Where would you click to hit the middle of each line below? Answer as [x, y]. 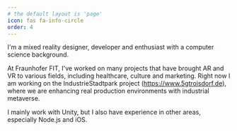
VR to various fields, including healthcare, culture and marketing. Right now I [119, 76]
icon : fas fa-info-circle [45, 21]
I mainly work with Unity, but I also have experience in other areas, [104, 112]
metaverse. [24, 98]
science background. [38, 55]
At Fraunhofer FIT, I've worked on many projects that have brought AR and [116, 69]
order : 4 [20, 27]
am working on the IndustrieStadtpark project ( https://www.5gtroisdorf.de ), [117, 84]
